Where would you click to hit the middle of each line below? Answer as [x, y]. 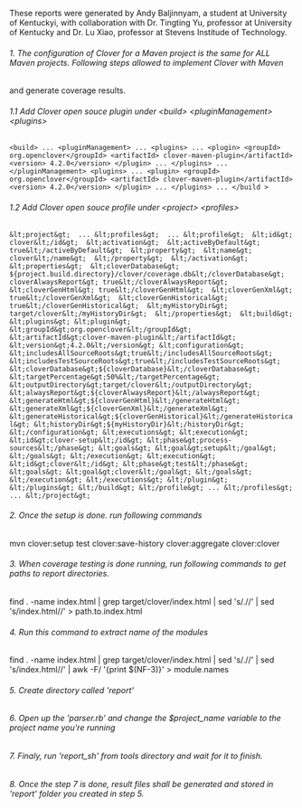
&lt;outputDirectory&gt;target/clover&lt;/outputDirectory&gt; [131, 385]
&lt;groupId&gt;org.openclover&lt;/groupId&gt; [101, 329]
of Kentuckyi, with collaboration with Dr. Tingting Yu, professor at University [151, 23]
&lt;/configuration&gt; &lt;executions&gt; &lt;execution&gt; [129, 432]
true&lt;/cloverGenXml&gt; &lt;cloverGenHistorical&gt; [119, 297]
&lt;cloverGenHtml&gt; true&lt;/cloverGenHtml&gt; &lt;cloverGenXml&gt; [151, 290]
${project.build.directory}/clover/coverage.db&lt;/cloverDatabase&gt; [147, 274]
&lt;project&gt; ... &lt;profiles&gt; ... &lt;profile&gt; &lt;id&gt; [151, 234]
